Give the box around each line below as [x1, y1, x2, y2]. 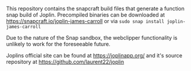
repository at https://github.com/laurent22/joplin [6, 59, 125, 65]
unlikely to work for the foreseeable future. [6, 41, 111, 47]
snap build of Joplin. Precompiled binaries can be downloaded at [6, 11, 165, 18]
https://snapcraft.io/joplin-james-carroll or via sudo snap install [6, 18, 165, 24]
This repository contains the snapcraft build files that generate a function [6, 5, 185, 12]
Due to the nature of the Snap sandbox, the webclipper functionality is [6, 34, 178, 41]
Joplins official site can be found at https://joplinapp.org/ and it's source [6, 52, 183, 59]
